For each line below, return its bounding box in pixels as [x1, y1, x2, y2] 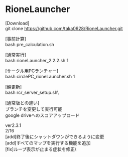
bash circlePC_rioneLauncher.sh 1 [5, 73, 75, 79]
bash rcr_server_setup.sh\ [5, 89, 59, 95]
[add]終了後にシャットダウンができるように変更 [5, 133, 104, 139]
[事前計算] [5, 36, 27, 42]
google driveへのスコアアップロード [5, 112, 80, 118]
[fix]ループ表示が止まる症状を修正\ [5, 146, 77, 152]
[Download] [5, 20, 30, 26]
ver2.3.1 [5, 122, 22, 128]
